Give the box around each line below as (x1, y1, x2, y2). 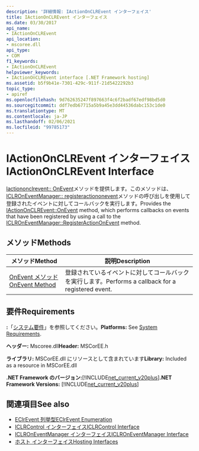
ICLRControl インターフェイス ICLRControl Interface (14, 423, 140, 430)
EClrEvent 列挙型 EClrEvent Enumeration (14, 416, 113, 423)
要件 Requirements (6, 306, 75, 317)
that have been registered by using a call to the (6, 213, 121, 220)
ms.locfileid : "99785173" (6, 124, 70, 130)
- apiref (6, 91, 28, 97)
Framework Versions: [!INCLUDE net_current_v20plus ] (6, 380, 139, 388)
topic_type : (6, 86, 36, 92)
